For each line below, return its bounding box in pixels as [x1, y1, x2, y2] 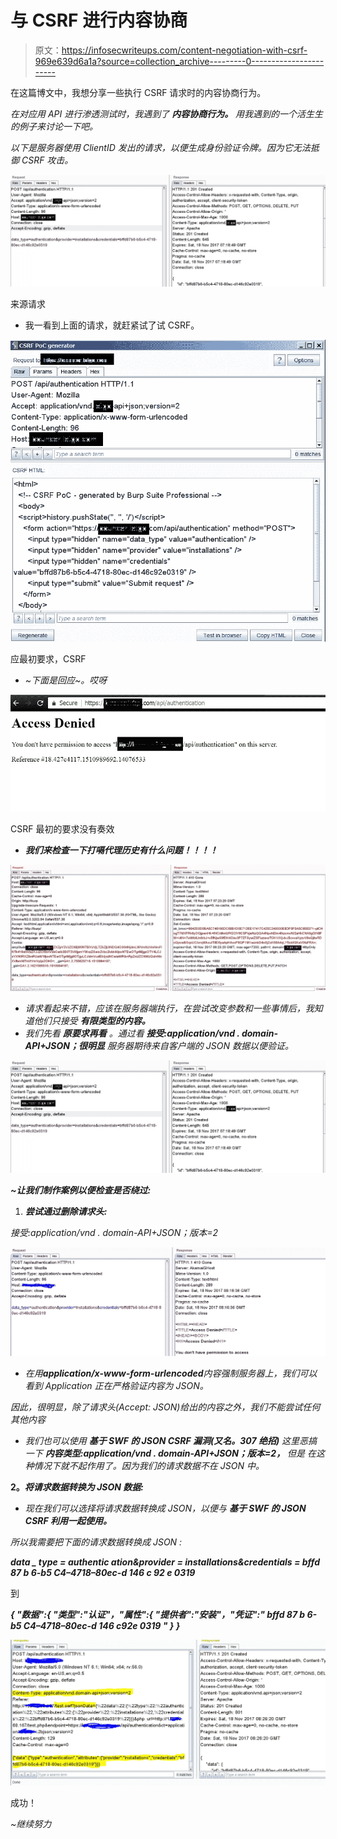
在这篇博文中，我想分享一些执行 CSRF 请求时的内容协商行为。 [10, 86, 267, 98]
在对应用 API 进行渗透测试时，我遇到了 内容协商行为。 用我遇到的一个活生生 [10, 107, 324, 120]
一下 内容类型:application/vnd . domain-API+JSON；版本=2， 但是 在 [24, 1447, 317, 1460]
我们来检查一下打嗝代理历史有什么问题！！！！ [24, 844, 218, 856]
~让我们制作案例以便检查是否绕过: [10, 1184, 152, 1196]
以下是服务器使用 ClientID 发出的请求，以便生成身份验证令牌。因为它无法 [10, 141, 311, 153]
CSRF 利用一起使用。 [24, 1515, 113, 1527]
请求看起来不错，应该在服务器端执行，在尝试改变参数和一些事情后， [24, 1002, 306, 1015]
